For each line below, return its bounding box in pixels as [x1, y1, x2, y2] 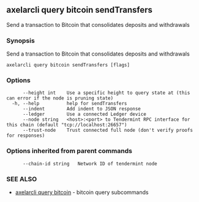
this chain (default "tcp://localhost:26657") [6, 122, 127, 128]
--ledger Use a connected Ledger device [22, 111, 147, 118]
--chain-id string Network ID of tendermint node [22, 161, 157, 167]
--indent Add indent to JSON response [22, 106, 141, 112]
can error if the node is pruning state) [6, 95, 114, 101]
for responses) [6, 132, 45, 139]
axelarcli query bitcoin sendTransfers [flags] [6, 62, 130, 68]
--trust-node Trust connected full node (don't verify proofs [22, 128, 193, 134]
